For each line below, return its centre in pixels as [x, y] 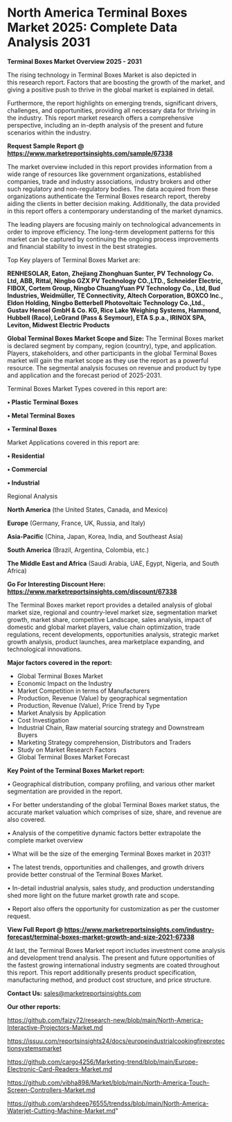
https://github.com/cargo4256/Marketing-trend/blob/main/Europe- [103, 1062]
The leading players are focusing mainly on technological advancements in [114, 224]
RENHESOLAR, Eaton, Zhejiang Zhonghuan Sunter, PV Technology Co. [110, 273]
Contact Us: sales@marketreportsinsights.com [74, 993]
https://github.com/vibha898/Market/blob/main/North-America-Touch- [108, 1082]
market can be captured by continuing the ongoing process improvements [113, 239]
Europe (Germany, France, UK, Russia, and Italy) [76, 523]
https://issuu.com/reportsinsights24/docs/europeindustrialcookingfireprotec [116, 1041]
